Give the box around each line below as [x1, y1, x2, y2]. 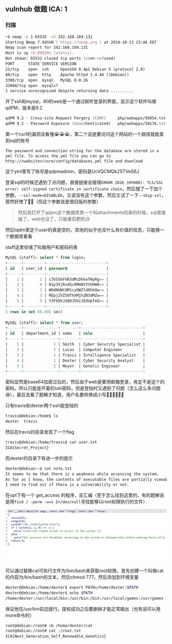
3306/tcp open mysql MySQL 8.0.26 [5, 78, 88, 83]
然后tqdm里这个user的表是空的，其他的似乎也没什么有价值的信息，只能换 [5, 227, 160, 233]
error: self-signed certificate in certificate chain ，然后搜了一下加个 [5, 186, 163, 192]
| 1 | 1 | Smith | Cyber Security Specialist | [5, 342, 145, 347]
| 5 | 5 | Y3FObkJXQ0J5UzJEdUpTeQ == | [5, 299, 109, 304]
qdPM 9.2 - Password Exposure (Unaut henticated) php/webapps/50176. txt [5, 121, 166, 126]
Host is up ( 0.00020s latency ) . [5, 50, 74, 56]
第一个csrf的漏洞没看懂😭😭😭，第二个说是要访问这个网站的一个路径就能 [5, 131, 160, 137]
